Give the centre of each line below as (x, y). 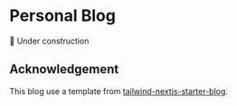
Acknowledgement (64, 69)
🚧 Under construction (49, 41)
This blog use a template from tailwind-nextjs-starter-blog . (119, 91)
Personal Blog (62, 16)
